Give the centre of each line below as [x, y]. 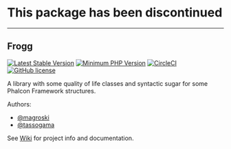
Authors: [19, 104]
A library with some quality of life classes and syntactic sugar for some [108, 83]
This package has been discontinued [115, 13]
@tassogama [36, 124]
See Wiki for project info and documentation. [70, 138]
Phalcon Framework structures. [52, 91]
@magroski [33, 117]
